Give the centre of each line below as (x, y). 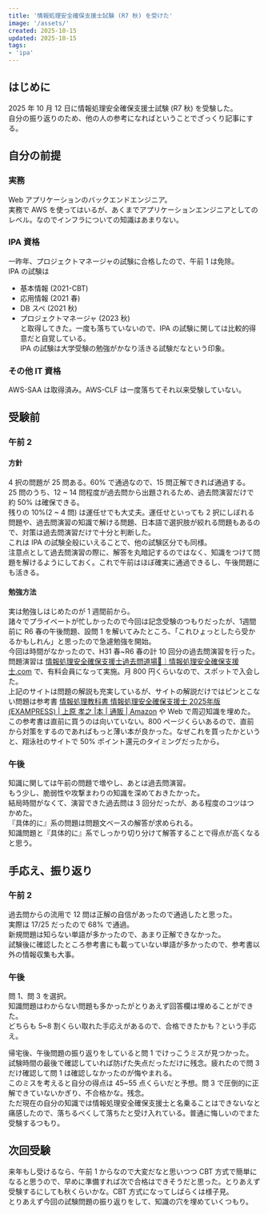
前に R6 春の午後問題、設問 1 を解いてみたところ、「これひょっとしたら (125, 631)
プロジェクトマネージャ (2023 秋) (75, 318)
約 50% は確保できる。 (46, 502)
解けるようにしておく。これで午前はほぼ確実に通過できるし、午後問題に (141, 562)
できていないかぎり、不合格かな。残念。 (82, 1093)
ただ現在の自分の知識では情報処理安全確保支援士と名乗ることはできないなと (134, 1103)
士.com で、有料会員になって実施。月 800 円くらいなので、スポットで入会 (131, 671)
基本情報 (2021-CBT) (54, 288)
